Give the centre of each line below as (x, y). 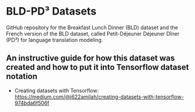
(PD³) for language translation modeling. (55, 40)
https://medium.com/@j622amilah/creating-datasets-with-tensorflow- (99, 97)
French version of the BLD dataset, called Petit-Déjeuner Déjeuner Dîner (93, 33)
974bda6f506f (32, 103)
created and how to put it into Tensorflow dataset (97, 67)
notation (22, 77)
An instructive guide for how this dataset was (90, 58)
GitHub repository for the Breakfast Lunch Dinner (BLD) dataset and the (92, 27)
